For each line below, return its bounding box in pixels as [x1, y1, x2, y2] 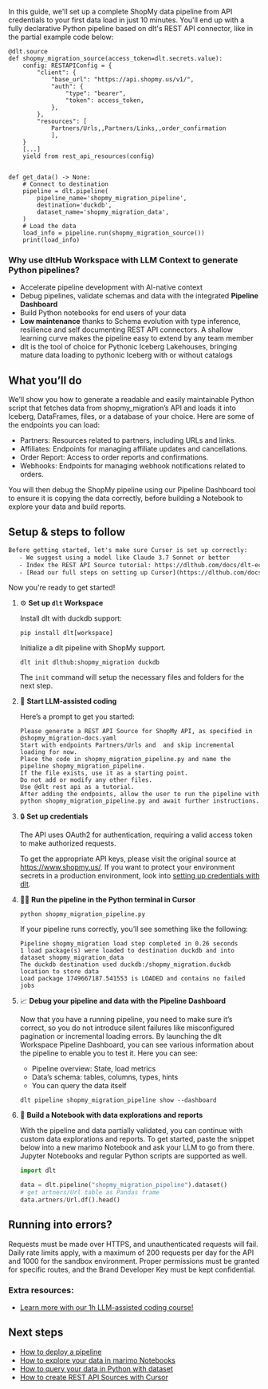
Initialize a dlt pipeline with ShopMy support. [19, 643, 166, 653]
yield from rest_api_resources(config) [22, 152, 156, 160]
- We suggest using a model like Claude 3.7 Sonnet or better [18, 554, 230, 562]
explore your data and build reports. [8, 502, 126, 511]
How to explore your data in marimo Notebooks [19, 1355, 175, 1365]
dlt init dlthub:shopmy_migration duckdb [19, 658, 160, 667]
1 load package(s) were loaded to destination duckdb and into [19, 947, 235, 955]
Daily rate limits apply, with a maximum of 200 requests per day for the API [8, 1248, 254, 1257]
